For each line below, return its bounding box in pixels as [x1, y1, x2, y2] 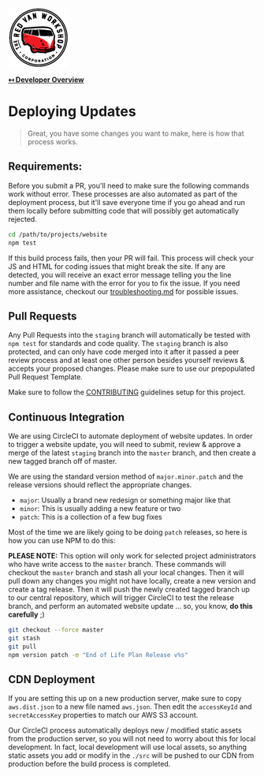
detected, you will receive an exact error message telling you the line [8, 270, 232, 279]
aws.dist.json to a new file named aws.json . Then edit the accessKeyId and [8, 702, 252, 711]
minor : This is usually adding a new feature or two [19, 504, 181, 513]
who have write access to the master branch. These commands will [8, 560, 226, 569]
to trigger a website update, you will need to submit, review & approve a [8, 440, 241, 450]
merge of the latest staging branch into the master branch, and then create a [8, 448, 256, 457]
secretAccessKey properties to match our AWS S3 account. [8, 711, 199, 720]
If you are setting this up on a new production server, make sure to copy [8, 694, 242, 703]
